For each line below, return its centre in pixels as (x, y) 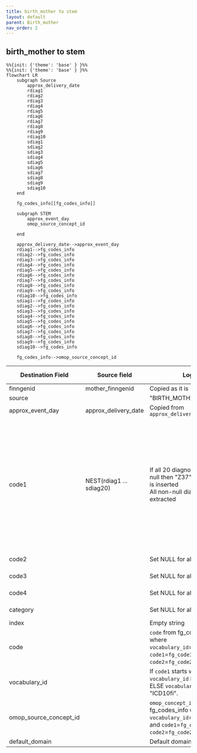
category (21, 610)
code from (163, 632)
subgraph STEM (34, 214)
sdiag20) (98, 488)
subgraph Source (37, 81)
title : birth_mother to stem (42, 11)
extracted (163, 499)
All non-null (166, 492)
